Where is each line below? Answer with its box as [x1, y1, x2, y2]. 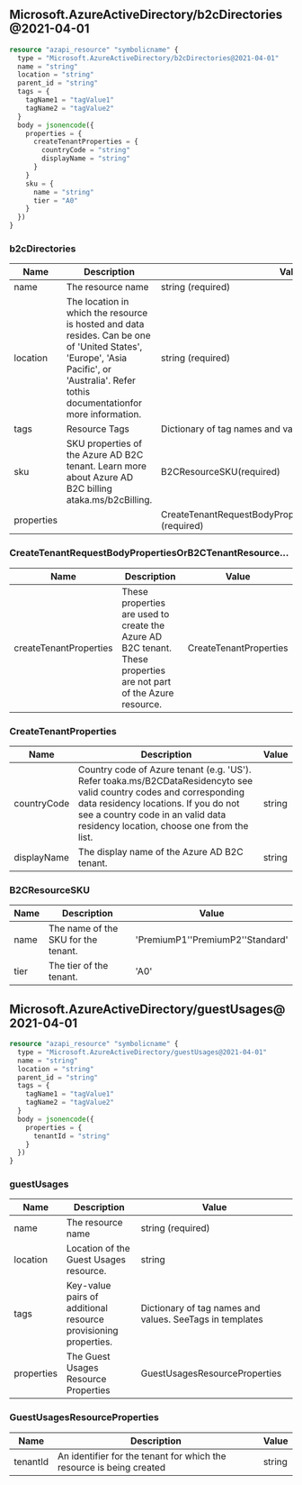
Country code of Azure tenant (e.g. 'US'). [77, 763, 252, 776]
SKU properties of [66, 437, 142, 450]
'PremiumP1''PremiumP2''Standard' [135, 934, 289, 946]
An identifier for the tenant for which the [57, 1450, 226, 1462]
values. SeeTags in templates [140, 1313, 263, 1326]
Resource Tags [66, 423, 130, 435]
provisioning [66, 1325, 119, 1337]
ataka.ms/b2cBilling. [66, 494, 153, 506]
